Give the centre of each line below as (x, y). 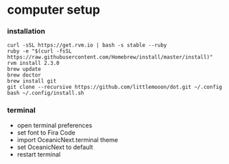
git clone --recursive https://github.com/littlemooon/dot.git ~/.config (115, 87)
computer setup (54, 10)
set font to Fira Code (46, 133)
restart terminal (39, 154)
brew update (24, 69)
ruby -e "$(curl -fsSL (39, 51)
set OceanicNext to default (55, 147)
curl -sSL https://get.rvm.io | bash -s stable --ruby (87, 45)
